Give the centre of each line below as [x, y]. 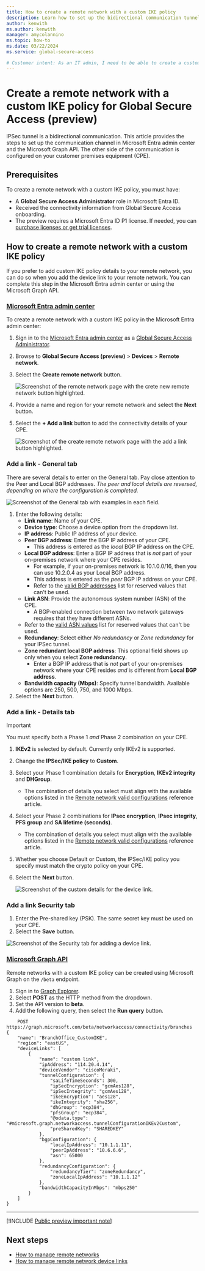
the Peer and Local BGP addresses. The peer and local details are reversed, [102, 483]
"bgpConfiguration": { [68, 1139]
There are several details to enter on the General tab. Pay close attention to [101, 477]
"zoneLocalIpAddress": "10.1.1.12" [95, 1177]
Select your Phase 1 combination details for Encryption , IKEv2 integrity [105, 773]
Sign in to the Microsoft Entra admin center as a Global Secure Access [103, 338]
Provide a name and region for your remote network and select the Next [106, 405]
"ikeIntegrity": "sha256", [84, 1102]
